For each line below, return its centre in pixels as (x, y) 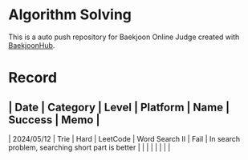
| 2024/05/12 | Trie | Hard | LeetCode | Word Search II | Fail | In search (124, 138)
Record (33, 78)
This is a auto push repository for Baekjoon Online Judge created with (124, 37)
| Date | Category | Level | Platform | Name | (119, 107)
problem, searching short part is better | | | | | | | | (89, 147)
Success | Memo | (54, 120)
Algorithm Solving (70, 15)
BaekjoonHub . (32, 45)
